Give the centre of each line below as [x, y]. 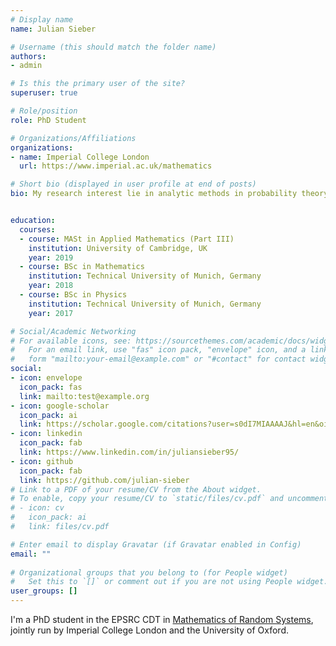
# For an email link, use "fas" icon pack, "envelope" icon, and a [158, 350]
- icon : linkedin [46, 434]
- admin [26, 66]
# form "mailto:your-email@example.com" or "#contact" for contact [158, 359]
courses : [37, 229]
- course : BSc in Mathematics [82, 267]
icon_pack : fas [51, 387]
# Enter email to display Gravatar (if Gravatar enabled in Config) [156, 544]
